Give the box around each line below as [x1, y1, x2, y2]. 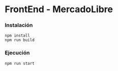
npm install [5, 33, 30, 39]
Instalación [5, 22, 33, 29]
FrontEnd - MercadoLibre [5, 4, 113, 15]
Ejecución [5, 49, 30, 56]
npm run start [5, 61, 35, 66]
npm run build [5, 38, 35, 43]
